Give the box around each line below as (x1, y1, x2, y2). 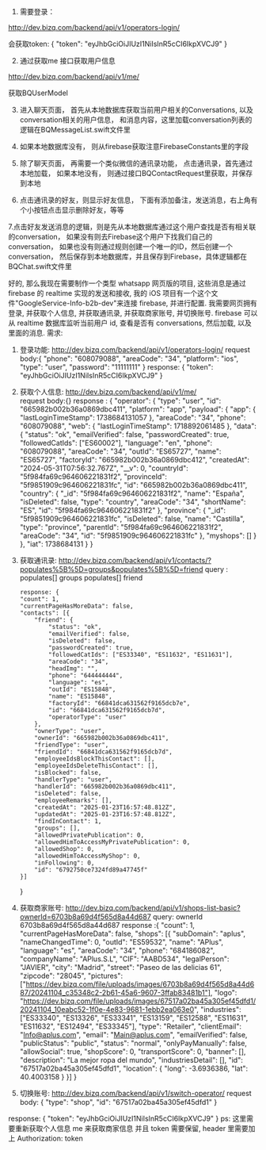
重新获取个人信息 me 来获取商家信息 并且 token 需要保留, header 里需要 (14, 1124, 249, 1133)
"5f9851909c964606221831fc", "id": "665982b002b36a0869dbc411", (19, 481, 248, 489)
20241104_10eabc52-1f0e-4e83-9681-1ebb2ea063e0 (19, 1005, 195, 1014)
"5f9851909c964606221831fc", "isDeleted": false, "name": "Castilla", (19, 514, 245, 523)
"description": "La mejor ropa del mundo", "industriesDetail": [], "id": (19, 1056, 243, 1064)
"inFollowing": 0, (34, 859, 95, 867)
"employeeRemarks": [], (34, 796, 112, 804)
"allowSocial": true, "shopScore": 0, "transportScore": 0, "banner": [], (19, 1047, 246, 1056)
